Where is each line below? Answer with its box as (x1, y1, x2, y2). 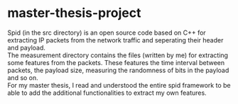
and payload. (7, 43, 46, 52)
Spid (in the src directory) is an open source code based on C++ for (7, 28, 206, 37)
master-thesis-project (7, 5, 141, 21)
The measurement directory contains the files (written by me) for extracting (7, 51, 229, 59)
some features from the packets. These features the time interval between (7, 58, 225, 67)
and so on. (7, 73, 39, 82)
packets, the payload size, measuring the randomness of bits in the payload (7, 66, 229, 74)
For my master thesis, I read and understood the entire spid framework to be (7, 81, 231, 89)
